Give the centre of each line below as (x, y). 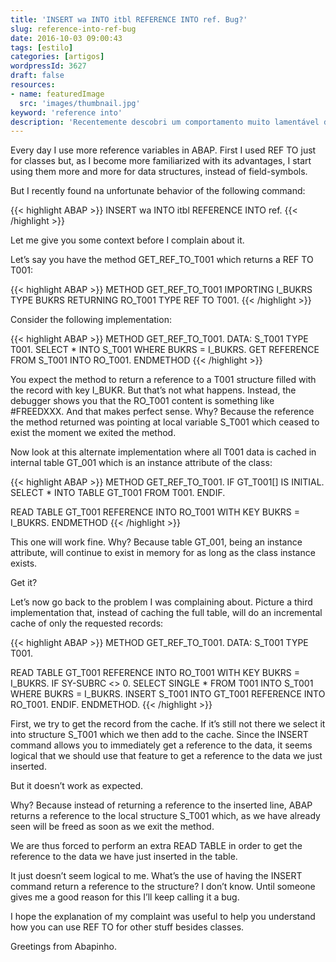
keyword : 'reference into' (66, 112)
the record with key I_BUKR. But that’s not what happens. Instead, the (153, 390)
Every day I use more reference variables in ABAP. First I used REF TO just (163, 150)
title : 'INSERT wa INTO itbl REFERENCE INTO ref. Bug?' (129, 19)
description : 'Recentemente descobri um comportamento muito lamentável (165, 122)
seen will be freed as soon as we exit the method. (112, 827)
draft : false (37, 76)
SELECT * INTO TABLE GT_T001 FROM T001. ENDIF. (118, 493)
